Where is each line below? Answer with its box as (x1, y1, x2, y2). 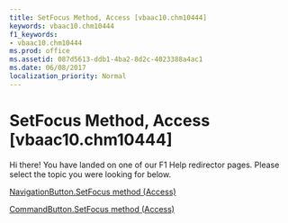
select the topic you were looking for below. (9, 168, 172, 180)
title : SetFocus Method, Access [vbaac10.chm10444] (9, 13, 207, 22)
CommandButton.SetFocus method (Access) (9, 203, 175, 214)
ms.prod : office (9, 47, 70, 56)
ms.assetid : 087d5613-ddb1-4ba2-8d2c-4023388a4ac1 (9, 55, 203, 64)
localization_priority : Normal (9, 72, 127, 81)
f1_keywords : (9, 30, 58, 39)
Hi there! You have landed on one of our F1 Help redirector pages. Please (9, 159, 280, 170)
